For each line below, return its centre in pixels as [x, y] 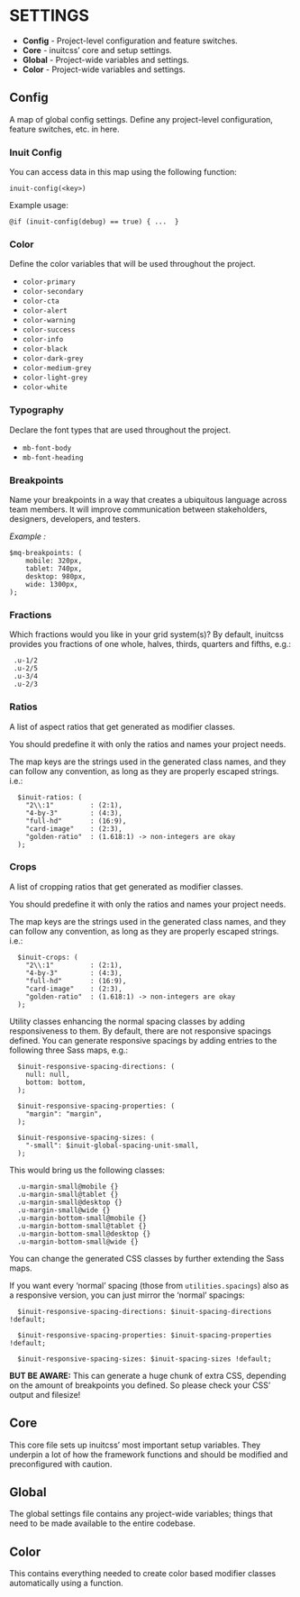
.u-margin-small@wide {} [64, 1210]
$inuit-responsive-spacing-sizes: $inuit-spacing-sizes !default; [145, 1359]
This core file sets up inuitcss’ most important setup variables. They [135, 1445]
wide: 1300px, [52, 584]
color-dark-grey [53, 359]
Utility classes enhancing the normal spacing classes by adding [127, 1021]
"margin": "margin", [64, 1114]
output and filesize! [45, 1394]
